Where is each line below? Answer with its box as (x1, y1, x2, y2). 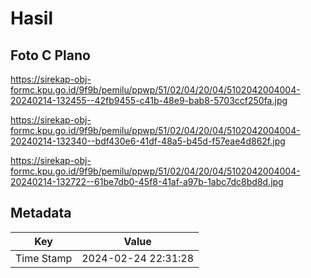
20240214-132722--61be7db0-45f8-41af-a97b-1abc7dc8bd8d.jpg (10, 176, 284, 187)
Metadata (10, 205, 72, 222)
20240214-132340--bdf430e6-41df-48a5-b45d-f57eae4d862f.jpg (10, 135, 286, 147)
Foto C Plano (10, 47, 91, 64)
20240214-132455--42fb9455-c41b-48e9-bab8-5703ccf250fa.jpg (10, 95, 288, 106)
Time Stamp (15, 251, 73, 265)
